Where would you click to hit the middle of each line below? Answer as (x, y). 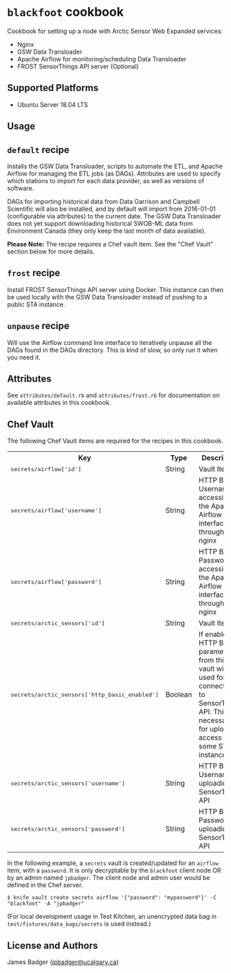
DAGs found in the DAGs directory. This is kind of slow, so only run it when (112, 350)
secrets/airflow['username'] (56, 510)
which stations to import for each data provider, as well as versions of (106, 180)
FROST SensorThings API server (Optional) (78, 66)
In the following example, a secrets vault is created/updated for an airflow (113, 863)
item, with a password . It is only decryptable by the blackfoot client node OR (114, 870)
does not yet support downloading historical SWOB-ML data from (100, 223)
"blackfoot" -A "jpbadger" (46, 904)
